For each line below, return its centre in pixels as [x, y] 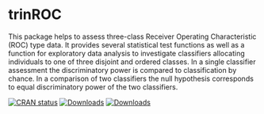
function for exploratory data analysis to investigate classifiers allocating [127, 53]
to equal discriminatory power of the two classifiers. [93, 87]
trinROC [35, 15]
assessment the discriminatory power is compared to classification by [122, 70]
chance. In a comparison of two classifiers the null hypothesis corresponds [131, 78]
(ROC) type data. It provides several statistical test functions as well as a [126, 44]
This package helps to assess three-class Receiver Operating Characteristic [132, 36]
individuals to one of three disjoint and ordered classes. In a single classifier [132, 62]
